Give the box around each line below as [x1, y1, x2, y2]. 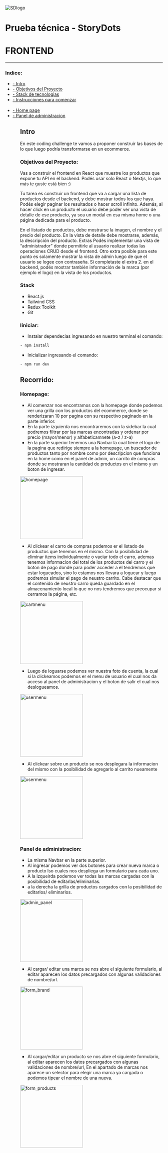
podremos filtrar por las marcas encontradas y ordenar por [27, 429, 149, 435]
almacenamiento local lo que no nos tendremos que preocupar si [27, 585, 161, 592]
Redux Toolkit [27, 304, 56, 310]
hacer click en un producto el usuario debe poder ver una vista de [19, 206, 156, 212]
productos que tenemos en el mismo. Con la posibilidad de [27, 548, 149, 554]
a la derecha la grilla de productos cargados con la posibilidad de [27, 883, 162, 889]
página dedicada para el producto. [19, 217, 91, 223]
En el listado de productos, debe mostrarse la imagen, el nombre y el [19, 226, 162, 233]
